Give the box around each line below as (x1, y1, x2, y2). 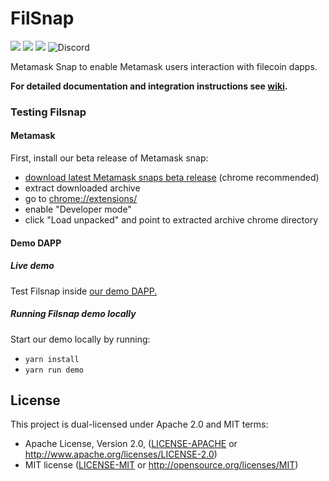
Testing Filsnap (10, 105, 87, 119)
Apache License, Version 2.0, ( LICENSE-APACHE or (24, 438, 238, 450)
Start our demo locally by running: (10, 333, 151, 345)
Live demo (10, 260, 55, 272)
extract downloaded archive (24, 182, 141, 194)
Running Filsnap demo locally (10, 308, 137, 320)
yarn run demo (24, 365, 84, 375)
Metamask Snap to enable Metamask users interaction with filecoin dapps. (10, 60, 318, 72)
